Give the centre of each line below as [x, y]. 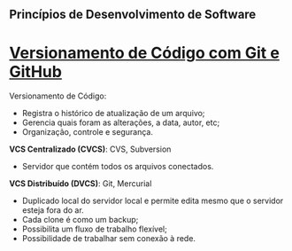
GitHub [35, 71]
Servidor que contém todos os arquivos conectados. [118, 167]
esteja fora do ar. [53, 210]
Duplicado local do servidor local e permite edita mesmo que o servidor [153, 201]
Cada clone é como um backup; [80, 220]
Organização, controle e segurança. [87, 132]
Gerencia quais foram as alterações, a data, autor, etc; [121, 122]
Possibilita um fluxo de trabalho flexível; [95, 229]
